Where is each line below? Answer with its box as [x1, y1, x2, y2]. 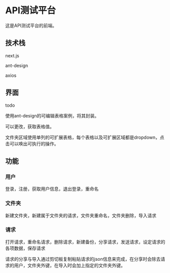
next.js [5, 52, 19, 58]
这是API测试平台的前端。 [5, 22, 57, 28]
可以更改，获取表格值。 [5, 123, 54, 130]
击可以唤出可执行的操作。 [5, 140, 59, 146]
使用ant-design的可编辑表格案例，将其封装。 [5, 112, 99, 118]
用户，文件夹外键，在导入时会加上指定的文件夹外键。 [14, 262, 125, 268]
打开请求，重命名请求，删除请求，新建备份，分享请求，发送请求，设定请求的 [5, 238, 165, 245]
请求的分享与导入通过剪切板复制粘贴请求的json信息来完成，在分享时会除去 [5, 256, 161, 262]
